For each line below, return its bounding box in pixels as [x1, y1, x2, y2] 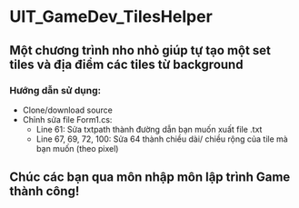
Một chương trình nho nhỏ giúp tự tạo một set [9, 43, 271, 58]
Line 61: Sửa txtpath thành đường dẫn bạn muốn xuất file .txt [35, 124, 263, 134]
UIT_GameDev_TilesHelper [9, 6, 214, 27]
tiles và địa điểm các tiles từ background [9, 56, 244, 72]
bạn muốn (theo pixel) [35, 143, 119, 154]
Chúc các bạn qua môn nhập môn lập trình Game [9, 170, 291, 185]
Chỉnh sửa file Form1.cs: [22, 114, 113, 124]
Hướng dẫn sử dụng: [9, 84, 102, 96]
